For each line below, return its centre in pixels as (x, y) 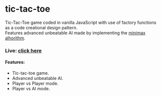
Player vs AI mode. (31, 89)
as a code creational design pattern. (41, 27)
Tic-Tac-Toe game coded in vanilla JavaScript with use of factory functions (81, 22)
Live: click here (23, 51)
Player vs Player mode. (35, 83)
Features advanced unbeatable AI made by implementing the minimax (75, 33)
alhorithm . (15, 38)
